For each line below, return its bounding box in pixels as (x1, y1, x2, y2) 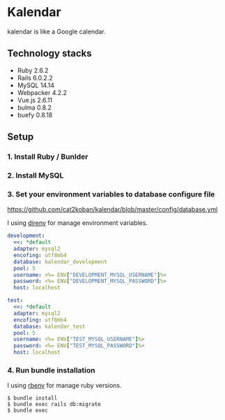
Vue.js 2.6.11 (17, 96, 53, 104)
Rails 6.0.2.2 (17, 73, 54, 82)
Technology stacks (7, 48, 92, 59)
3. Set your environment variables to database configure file (7, 189, 215, 199)
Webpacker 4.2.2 (17, 88, 68, 96)
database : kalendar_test (13, 323, 86, 330)
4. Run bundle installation (7, 365, 95, 375)
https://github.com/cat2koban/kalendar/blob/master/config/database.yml (7, 205, 218, 214)
